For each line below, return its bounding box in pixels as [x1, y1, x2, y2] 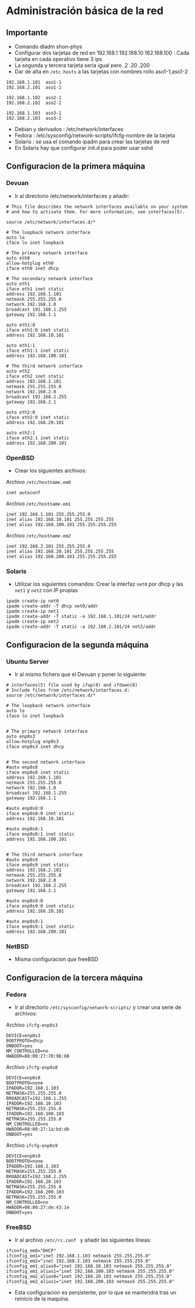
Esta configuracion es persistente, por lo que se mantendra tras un [14, 1289, 177, 1296]
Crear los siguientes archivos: [14, 467, 87, 474]
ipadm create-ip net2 [6, 618, 59, 625]
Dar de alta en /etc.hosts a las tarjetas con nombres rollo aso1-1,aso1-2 [14, 68, 188, 75]
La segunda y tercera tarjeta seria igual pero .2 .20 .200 [14, 62, 150, 69]
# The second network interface [6, 759, 85, 765]
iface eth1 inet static [6, 286, 65, 292]
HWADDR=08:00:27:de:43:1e [6, 1204, 69, 1211]
